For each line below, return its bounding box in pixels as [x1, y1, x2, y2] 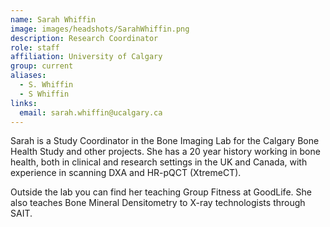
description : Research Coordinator [10, 33, 159, 43]
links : [10, 98, 38, 108]
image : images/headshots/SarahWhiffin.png [10, 24, 190, 34]
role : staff [10, 42, 60, 53]
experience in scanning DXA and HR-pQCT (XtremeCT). [10, 167, 242, 179]
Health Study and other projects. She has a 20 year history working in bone [10, 146, 321, 158]
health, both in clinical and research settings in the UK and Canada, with [10, 156, 308, 168]
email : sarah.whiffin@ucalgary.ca [19, 107, 163, 118]
